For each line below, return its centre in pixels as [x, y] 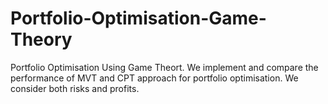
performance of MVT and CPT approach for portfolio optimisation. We [154, 78]
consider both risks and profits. [75, 88]
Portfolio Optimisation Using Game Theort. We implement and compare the [164, 67]
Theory [41, 39]
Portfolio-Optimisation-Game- [138, 18]
